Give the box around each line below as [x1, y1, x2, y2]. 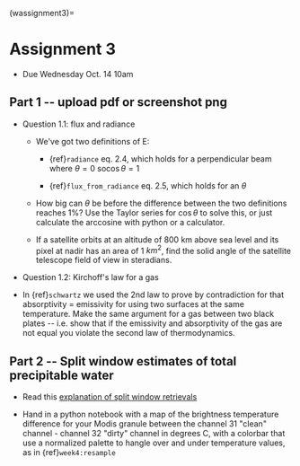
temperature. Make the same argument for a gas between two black [22, 309, 275, 320]
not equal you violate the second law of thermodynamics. [22, 328, 235, 339]
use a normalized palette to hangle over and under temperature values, [22, 437, 286, 448]
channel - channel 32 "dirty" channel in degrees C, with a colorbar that [22, 428, 286, 439]
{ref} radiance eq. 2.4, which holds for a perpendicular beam [49, 153, 272, 164]
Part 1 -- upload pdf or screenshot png [9, 94, 227, 110]
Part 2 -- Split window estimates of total [9, 354, 237, 369]
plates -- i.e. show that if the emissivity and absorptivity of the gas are [22, 318, 283, 329]
